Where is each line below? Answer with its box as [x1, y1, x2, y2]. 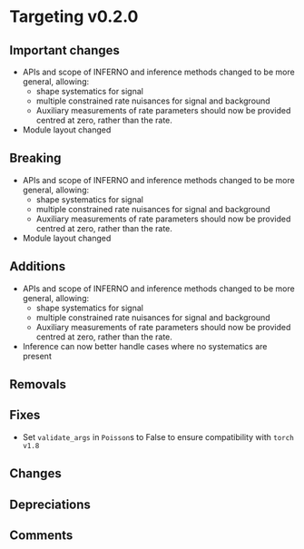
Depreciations [9, 496, 91, 512]
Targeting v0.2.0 [9, 6, 139, 27]
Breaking [9, 151, 62, 166]
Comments [9, 528, 74, 543]
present [22, 350, 52, 361]
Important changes [9, 43, 121, 58]
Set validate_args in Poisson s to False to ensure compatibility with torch [22, 431, 295, 442]
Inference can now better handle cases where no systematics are [22, 340, 268, 351]
